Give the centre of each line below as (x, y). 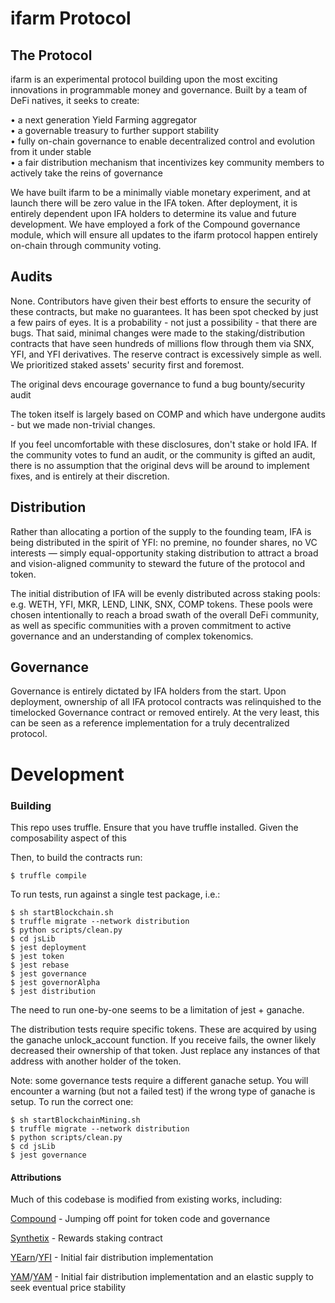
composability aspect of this (68, 838)
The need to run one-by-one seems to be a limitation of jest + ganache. (157, 1009)
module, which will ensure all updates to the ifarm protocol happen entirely (164, 235)
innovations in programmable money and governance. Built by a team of (159, 90)
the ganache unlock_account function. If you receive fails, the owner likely (163, 1039)
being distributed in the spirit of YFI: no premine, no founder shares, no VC (164, 542)
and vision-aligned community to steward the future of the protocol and (158, 563)
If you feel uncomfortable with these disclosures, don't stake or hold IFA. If (164, 444)
